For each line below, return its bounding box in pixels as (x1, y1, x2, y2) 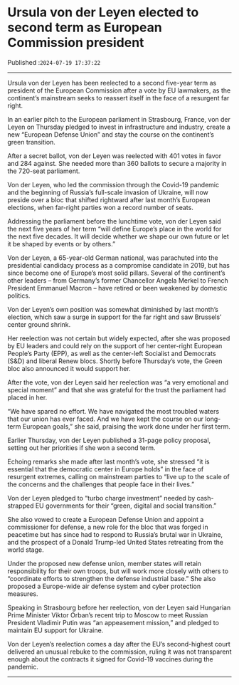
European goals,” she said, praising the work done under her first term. (22, 422, 231, 431)
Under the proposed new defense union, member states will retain (7, 559, 201, 568)
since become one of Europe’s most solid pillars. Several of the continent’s (7, 268, 225, 277)
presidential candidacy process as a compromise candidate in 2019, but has (7, 261, 230, 269)
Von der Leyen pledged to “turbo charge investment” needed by (7, 493, 196, 502)
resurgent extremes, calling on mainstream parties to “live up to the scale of (7, 472, 230, 481)
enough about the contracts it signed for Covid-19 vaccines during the (7, 654, 213, 663)
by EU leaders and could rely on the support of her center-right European (7, 341, 223, 350)
